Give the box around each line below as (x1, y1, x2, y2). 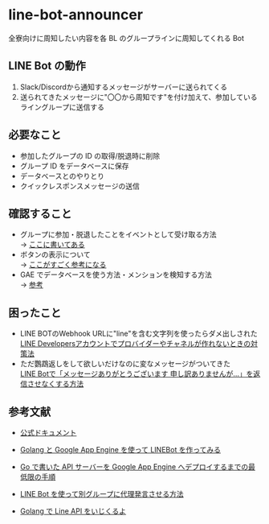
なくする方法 (41, 379, 84, 389)
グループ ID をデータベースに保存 (19, 161, 129, 171)
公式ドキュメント (19, 428, 77, 437)
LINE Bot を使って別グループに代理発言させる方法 (19, 489, 184, 498)
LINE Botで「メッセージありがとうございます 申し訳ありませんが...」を (19, 369, 254, 379)
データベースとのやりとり (19, 171, 104, 180)
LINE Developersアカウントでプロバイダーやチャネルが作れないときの (19, 339, 251, 349)
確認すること (8, 207, 72, 221)
